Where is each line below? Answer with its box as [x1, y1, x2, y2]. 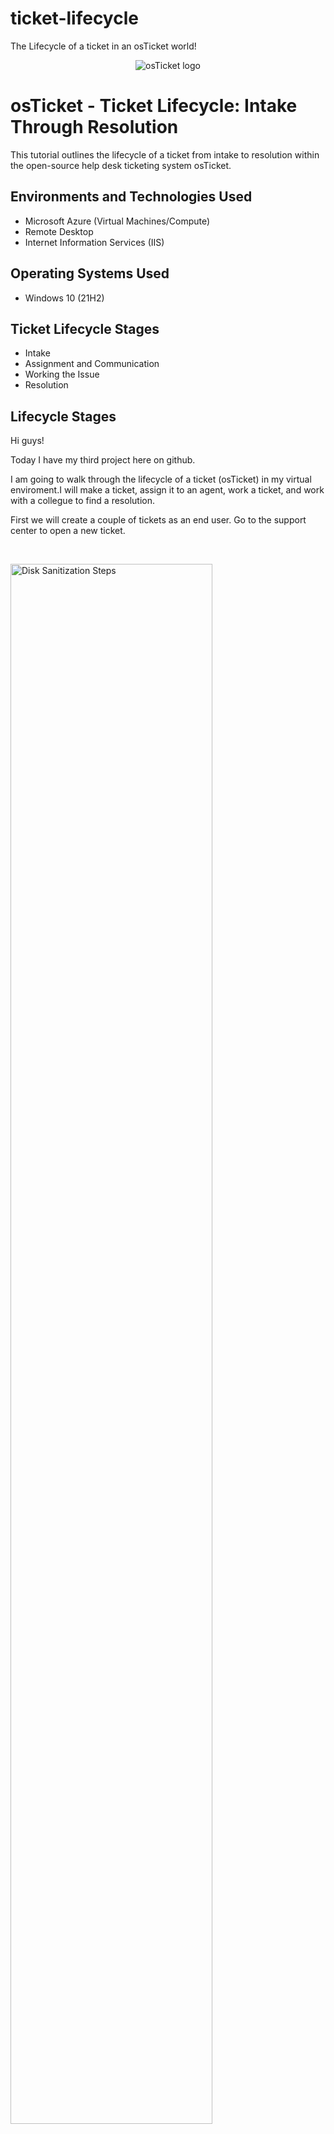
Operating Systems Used [10, 265, 170, 282]
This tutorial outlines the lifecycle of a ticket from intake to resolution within [10, 148, 320, 161]
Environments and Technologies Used [10, 188, 253, 206]
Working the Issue [24, 368, 100, 381]
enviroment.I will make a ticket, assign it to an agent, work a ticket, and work [10, 484, 325, 496]
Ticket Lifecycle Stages [10, 320, 160, 337]
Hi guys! [10, 435, 45, 447]
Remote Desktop [24, 225, 94, 237]
